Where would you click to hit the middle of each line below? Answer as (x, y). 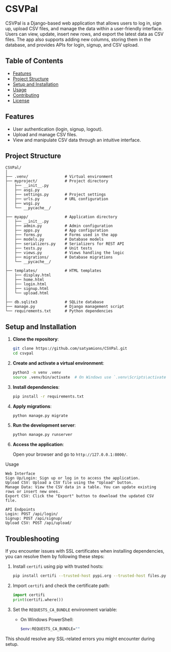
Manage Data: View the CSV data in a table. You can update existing (81, 487)
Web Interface (20, 474)
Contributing (26, 95)
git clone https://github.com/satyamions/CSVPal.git (70, 349)
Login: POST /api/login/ (32, 514)
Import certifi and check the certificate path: (61, 585)
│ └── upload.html (27, 293)
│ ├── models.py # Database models (54, 239)
